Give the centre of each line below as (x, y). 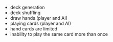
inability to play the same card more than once (59, 34)
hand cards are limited (34, 29)
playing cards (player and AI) (41, 23)
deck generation (27, 7)
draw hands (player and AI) (39, 18)
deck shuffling (25, 13)
